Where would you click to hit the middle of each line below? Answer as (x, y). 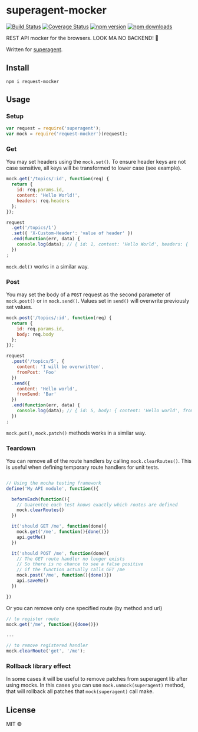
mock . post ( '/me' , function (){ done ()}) (64, 575)
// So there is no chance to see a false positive (80, 564)
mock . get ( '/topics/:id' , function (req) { (58, 179)
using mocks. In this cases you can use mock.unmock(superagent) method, (96, 685)
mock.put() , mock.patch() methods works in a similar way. (76, 433)
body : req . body (35, 334)
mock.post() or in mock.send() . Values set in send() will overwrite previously (98, 301)
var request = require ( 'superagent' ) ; (54, 128)
